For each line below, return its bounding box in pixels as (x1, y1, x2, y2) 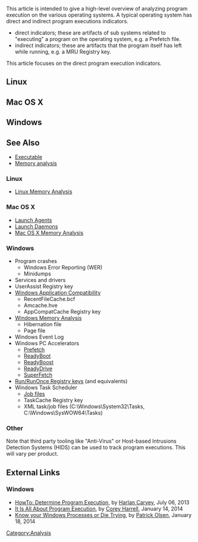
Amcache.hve (23, 302, 58, 309)
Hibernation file (23, 321, 62, 328)
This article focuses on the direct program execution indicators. (6, 59, 162, 67)
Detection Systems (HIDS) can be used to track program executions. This (6, 444, 186, 451)
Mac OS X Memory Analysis (14, 229, 84, 236)
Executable (14, 153, 43, 160)
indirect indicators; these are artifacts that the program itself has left (14, 42, 183, 49)
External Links (6, 467, 61, 478)
